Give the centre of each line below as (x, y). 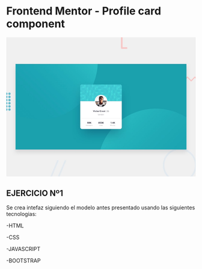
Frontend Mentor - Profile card (84, 11)
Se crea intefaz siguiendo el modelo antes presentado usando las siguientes (101, 208)
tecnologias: (22, 214)
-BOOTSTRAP (23, 261)
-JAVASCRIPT (23, 249)
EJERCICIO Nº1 (35, 193)
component (35, 24)
